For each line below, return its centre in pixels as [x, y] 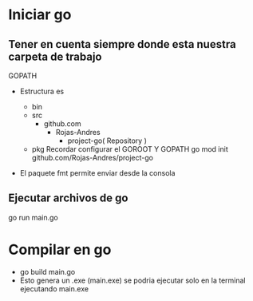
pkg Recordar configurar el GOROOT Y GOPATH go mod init [130, 149]
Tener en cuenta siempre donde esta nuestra [123, 44]
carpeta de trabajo [55, 56]
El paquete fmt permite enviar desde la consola [97, 173]
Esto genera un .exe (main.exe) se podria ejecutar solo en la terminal [132, 280]
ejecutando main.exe [54, 288]
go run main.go [33, 217]
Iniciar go [40, 15]
